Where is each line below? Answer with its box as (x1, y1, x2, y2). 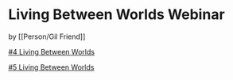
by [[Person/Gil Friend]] (8, 32, 86, 41)
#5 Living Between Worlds (8, 62, 95, 72)
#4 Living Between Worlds (8, 47, 95, 56)
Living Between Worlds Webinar (8, 6, 225, 24)
